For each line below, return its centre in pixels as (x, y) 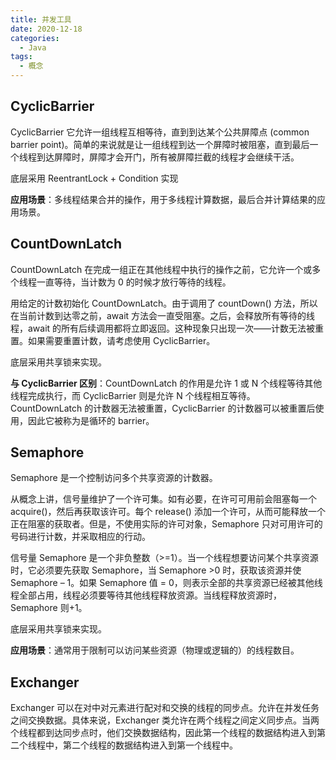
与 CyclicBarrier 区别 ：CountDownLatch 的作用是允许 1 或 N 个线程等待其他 (166, 383)
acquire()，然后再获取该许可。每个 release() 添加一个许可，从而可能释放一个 (168, 512)
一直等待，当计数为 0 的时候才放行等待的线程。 (134, 282)
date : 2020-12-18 (46, 29)
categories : (35, 38)
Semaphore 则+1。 (49, 608)
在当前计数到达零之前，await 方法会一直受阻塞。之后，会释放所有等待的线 (163, 315)
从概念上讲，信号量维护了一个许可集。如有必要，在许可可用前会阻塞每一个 (163, 499)
